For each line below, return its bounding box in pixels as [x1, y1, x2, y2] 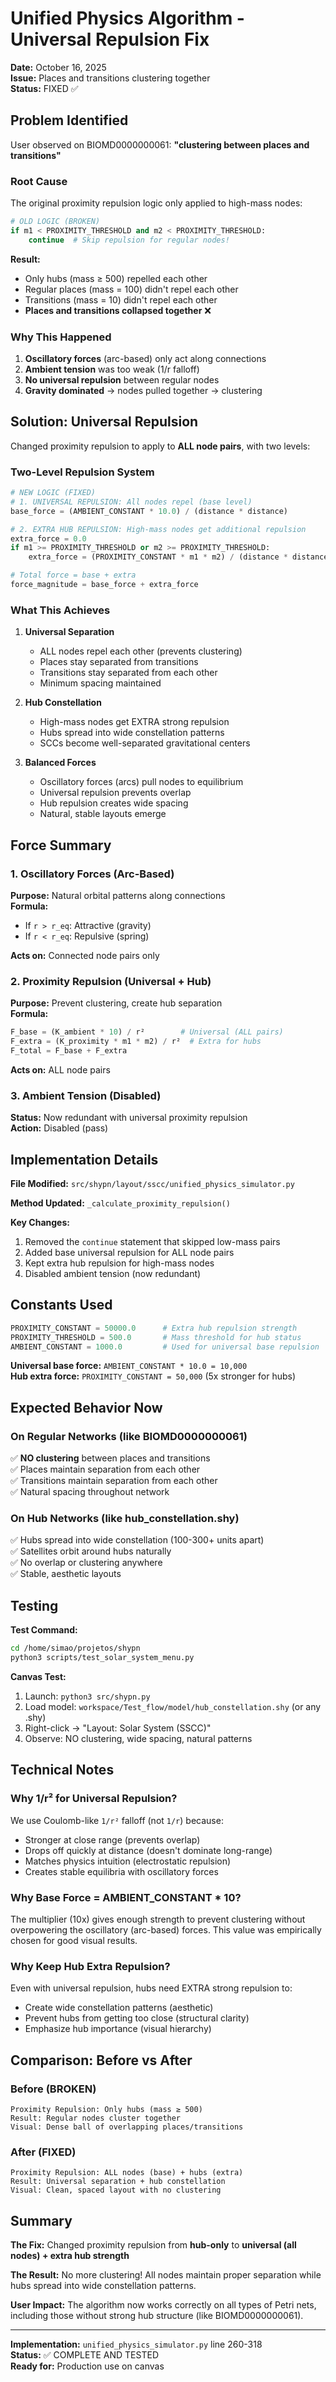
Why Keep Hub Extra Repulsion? [10, 1959, 171, 1973]
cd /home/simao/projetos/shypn [10, 1643, 141, 1654]
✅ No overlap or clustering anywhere [10, 1557, 163, 1569]
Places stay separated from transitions [39, 656, 199, 668]
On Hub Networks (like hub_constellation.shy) [10, 1512, 240, 1526]
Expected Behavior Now [10, 1399, 163, 1416]
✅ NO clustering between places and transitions [10, 1452, 211, 1464]
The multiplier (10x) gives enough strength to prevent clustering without [10, 1913, 306, 1925]
